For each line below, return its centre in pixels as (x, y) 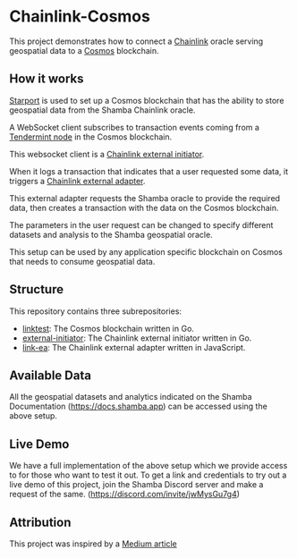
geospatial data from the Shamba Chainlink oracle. (102, 110)
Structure (37, 289)
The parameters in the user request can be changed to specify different (141, 224)
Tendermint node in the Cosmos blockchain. (91, 137)
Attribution (40, 522)
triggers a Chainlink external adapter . (77, 181)
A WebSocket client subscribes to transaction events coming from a (134, 127)
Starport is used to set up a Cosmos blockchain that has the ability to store (147, 100)
